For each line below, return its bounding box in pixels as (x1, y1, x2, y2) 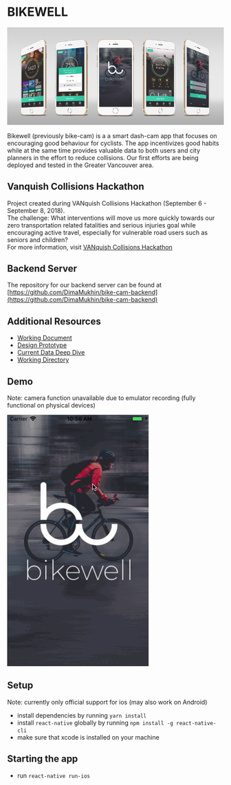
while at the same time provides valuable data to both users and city (7, 146, 201, 155)
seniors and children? (7, 235, 69, 244)
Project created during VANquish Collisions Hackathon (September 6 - (7, 199, 207, 207)
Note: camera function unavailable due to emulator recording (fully (7, 393, 196, 402)
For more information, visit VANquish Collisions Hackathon (7, 243, 173, 251)
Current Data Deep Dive (16, 349, 85, 357)
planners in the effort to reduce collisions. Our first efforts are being (7, 153, 199, 162)
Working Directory (16, 355, 69, 364)
